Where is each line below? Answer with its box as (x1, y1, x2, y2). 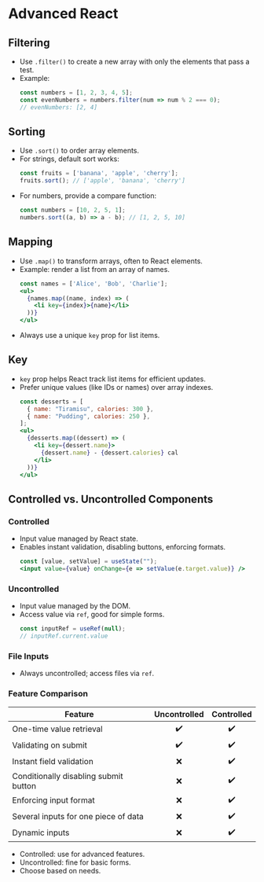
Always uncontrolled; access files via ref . (19, 669, 155, 678)
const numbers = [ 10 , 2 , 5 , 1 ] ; (19, 206, 126, 215)
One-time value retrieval (12, 724, 104, 735)
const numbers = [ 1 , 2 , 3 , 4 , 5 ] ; (19, 89, 134, 97)
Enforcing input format (12, 795, 96, 806)
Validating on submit (12, 740, 88, 751)
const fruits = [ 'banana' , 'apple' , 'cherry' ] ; (19, 170, 179, 178)
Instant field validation (12, 756, 94, 767)
